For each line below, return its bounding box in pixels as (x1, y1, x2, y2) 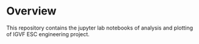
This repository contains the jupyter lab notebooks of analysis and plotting (6, 24, 194, 31)
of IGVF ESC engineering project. (6, 30, 90, 37)
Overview (6, 4, 57, 18)
